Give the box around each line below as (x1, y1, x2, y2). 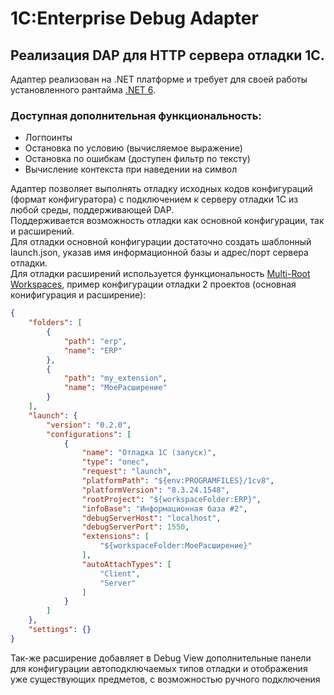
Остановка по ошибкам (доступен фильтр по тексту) (24, 153, 251, 165)
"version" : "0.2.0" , (46, 420, 132, 430)
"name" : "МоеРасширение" (63, 383, 168, 393)
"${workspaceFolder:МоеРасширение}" (99, 541, 253, 551)
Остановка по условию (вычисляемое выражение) (24, 142, 243, 154)
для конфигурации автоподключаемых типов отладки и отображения (10, 662, 308, 674)
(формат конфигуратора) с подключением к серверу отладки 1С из (10, 193, 299, 206)
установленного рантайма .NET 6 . (10, 84, 157, 96)
